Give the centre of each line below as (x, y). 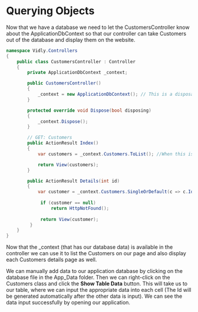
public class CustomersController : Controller (76, 61)
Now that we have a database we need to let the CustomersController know (98, 27)
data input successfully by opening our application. (68, 303)
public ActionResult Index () (63, 143)
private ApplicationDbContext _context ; (77, 73)
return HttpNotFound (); (80, 208)
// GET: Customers (50, 138)
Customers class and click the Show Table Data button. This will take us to (97, 284)
